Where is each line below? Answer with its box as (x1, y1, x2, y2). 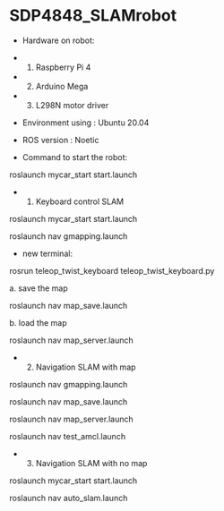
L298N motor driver (35, 99, 109, 110)
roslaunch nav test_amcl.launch (9, 430, 126, 441)
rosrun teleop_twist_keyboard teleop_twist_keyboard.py (9, 265, 215, 276)
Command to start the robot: (22, 151, 128, 162)
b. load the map (9, 317, 67, 328)
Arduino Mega (35, 81, 89, 91)
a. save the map (9, 283, 69, 294)
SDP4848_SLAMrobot (9, 5, 177, 26)
